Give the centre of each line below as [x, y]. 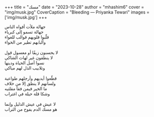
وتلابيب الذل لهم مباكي [25, 68]
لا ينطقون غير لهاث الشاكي [29, 58]
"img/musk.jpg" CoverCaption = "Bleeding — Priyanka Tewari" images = [77, 12]
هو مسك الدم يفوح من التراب [31, 109]
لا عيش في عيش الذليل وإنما [30, 104]
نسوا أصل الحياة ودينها [25, 63]
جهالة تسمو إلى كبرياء [24, 32]
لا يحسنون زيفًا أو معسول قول [31, 52]
